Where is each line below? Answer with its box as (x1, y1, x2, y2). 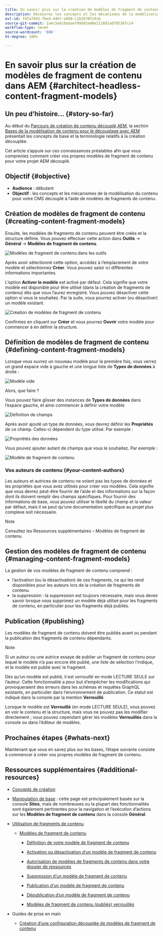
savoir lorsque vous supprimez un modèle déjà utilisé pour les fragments (12, 598, 158, 604)
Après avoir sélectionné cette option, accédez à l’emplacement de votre (5, 259, 149, 265)
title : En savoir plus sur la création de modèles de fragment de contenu (5, 7, 160, 12)
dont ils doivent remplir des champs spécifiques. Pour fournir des (5, 493, 136, 499)
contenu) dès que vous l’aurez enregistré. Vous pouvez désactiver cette (5, 289, 149, 295)
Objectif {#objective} (5, 172, 70, 181)
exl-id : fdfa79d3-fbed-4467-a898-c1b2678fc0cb (5, 16, 101, 21)
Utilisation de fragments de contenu (12, 821, 84, 826)
